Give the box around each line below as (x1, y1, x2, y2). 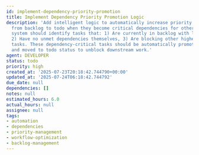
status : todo (6, 58, 38, 64)
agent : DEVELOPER (6, 52, 49, 58)
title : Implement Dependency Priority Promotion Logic (6, 14, 145, 20)
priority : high (6, 63, 44, 70)
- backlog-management (6, 140, 60, 146)
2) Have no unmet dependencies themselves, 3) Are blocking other (11, 36, 179, 42)
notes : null (6, 91, 36, 97)
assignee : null (6, 107, 44, 113)
